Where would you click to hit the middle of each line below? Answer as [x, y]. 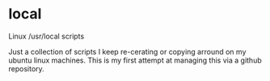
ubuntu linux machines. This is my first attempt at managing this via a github [135, 60]
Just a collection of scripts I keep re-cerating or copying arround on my [127, 51]
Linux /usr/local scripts [46, 36]
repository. [26, 68]
